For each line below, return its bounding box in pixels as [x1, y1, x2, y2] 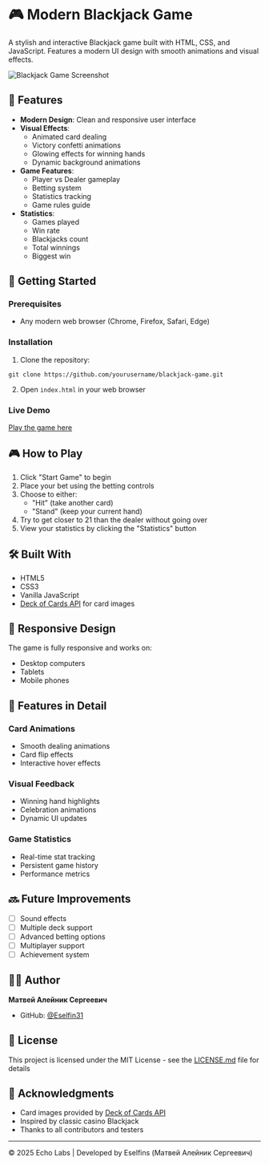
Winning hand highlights [19, 797, 100, 806]
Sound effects [19, 913, 66, 923]
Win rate [31, 225, 60, 235]
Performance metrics [19, 869, 90, 879]
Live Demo [8, 404, 50, 416]
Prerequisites [8, 298, 62, 310]
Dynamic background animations [31, 157, 141, 167]
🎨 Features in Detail [8, 699, 107, 712]
